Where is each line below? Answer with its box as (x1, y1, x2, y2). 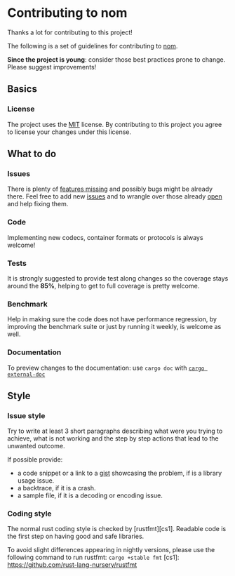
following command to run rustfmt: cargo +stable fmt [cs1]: (7, 553, 180, 562)
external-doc (7, 370, 46, 378)
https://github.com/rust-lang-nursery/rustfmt (7, 561, 137, 569)
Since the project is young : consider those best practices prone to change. (7, 55, 226, 64)
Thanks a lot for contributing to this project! (7, 28, 133, 36)
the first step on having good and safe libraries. (7, 532, 145, 541)
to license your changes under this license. (7, 128, 132, 136)
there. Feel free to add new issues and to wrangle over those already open (7, 192, 222, 201)
